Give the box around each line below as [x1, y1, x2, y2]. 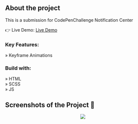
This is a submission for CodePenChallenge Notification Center [5, 17, 134, 23]
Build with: [5, 65, 32, 72]
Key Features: [5, 41, 39, 48]
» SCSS [5, 81, 21, 87]
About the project [5, 4, 61, 12]
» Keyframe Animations [5, 52, 53, 58]
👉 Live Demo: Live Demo [5, 27, 58, 33]
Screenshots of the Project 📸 [5, 101, 95, 109]
